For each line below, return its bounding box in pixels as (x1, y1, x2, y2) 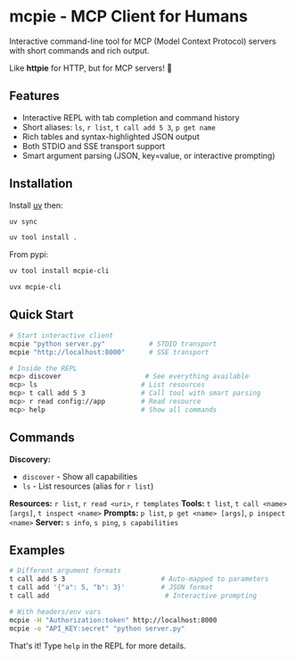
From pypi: (9, 249, 49, 260)
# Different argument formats (9, 566, 122, 575)
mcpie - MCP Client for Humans (9, 6, 248, 27)
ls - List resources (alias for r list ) (21, 480, 154, 491)
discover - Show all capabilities (21, 471, 138, 481)
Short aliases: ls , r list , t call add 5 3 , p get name (21, 121, 216, 132)
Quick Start (9, 307, 74, 322)
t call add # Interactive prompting (9, 591, 257, 600)
